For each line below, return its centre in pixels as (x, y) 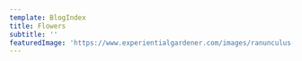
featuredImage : (38, 43)
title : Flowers (38, 26)
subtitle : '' (34, 34)
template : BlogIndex (48, 17)
